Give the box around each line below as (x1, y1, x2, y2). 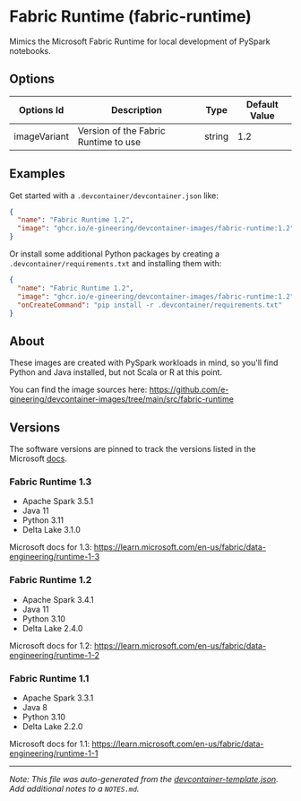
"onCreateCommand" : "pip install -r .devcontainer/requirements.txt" (17, 300, 282, 309)
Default (245, 98, 279, 110)
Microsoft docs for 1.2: (9, 640, 92, 651)
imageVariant (13, 130, 70, 143)
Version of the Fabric (77, 124, 166, 136)
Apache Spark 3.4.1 (21, 594, 94, 605)
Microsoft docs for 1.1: (9, 738, 90, 749)
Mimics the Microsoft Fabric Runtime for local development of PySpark (9, 36, 271, 47)
